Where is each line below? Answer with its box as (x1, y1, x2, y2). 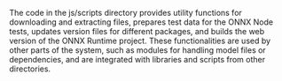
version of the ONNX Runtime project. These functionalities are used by (9, 35, 271, 46)
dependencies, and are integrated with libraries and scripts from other (9, 55, 266, 64)
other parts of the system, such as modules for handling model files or (9, 45, 266, 55)
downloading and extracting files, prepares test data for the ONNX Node (9, 17, 273, 27)
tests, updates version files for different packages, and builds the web (9, 26, 265, 36)
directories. (9, 63, 51, 74)
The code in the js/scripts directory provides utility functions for (9, 8, 242, 18)
